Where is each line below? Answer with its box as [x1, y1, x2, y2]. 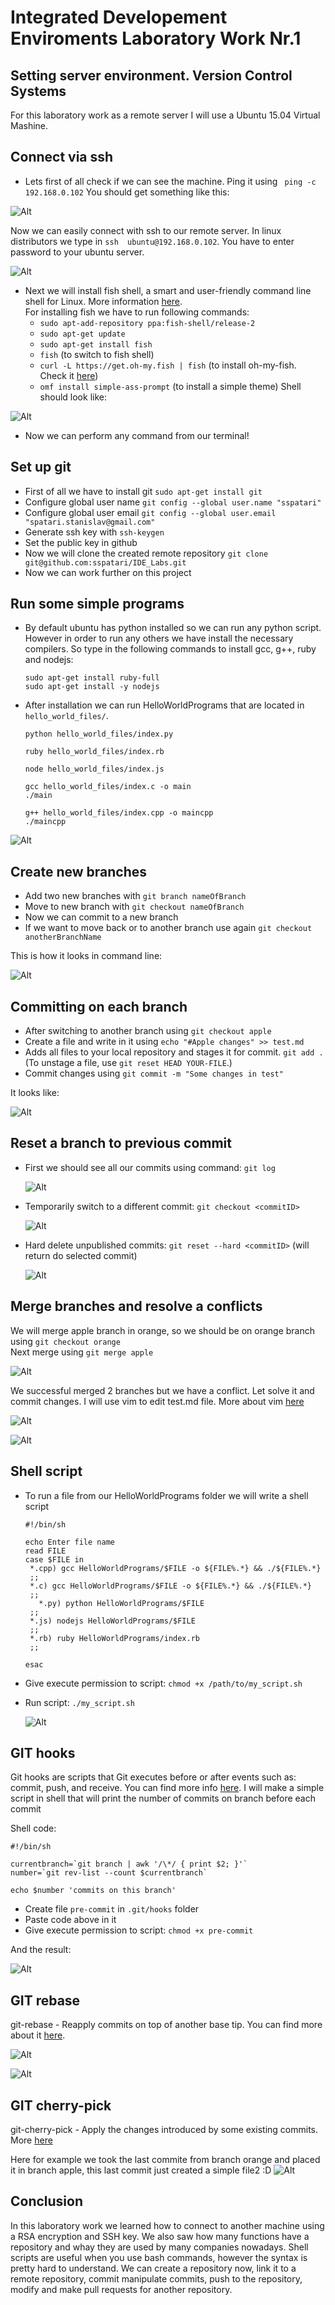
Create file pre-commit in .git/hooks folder [24, 1903, 200, 1915]
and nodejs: [24, 654, 74, 666]
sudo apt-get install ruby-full [24, 673, 160, 683]
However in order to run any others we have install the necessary [24, 632, 294, 645]
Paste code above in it [24, 1914, 117, 1926]
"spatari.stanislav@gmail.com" [24, 517, 156, 527]
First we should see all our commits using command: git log [24, 1161, 276, 1173]
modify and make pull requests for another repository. [10, 2283, 233, 2295]
